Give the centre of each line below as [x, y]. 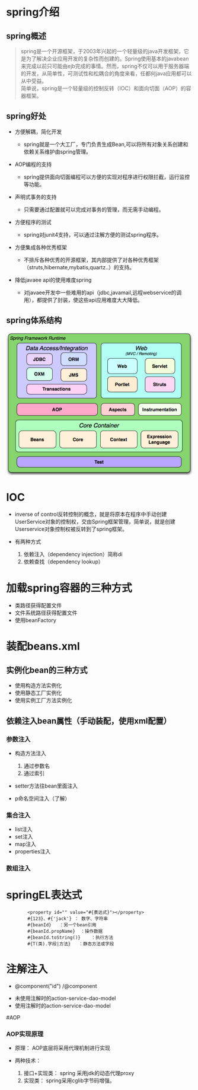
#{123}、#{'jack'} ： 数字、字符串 [68, 919]
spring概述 [26, 36]
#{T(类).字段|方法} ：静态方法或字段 [71, 944]
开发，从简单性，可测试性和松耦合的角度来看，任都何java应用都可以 [109, 74]
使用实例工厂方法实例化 [43, 700]
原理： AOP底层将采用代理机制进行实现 [63, 1048]
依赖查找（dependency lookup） [63, 562]
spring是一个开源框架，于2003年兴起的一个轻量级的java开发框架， [102, 51]
